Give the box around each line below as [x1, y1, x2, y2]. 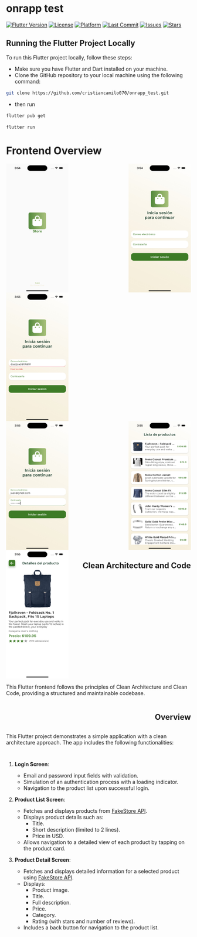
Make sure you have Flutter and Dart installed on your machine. [14, 65, 168, 72]
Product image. [32, 886, 69, 893]
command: [14, 78, 41, 85]
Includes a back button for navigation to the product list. [23, 924, 159, 931]
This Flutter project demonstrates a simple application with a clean [6, 733, 167, 740]
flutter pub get [6, 112, 46, 119]
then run [14, 101, 35, 108]
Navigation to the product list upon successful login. [23, 785, 150, 792]
